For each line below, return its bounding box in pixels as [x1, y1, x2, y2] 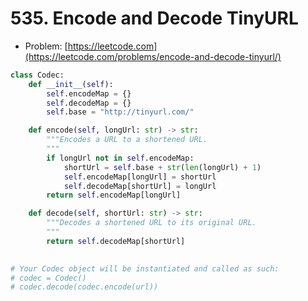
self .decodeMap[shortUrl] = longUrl [63, 181, 217, 191]
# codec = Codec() [10, 273, 87, 283]
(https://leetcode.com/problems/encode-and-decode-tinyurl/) [24, 50, 282, 62]
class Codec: [10, 70, 65, 80]
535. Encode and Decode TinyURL [10, 7, 299, 30]
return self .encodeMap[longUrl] [46, 190, 182, 201]
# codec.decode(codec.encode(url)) [10, 282, 159, 292]
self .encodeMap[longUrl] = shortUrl [63, 172, 217, 182]
